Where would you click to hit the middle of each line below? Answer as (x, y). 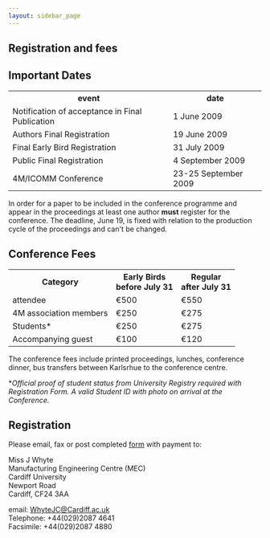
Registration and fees (63, 49)
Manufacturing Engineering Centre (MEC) (77, 469)
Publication (33, 121)
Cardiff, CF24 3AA (39, 494)
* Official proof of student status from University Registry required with (125, 383)
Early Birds (145, 276)
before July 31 (145, 287)
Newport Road (32, 486)
